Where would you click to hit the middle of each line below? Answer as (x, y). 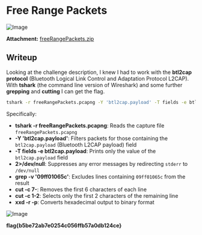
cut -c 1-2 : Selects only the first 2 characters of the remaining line (96, 195)
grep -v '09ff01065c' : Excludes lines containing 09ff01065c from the (100, 176)
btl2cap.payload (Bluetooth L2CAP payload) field (76, 144)
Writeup (22, 58)
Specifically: (22, 114)
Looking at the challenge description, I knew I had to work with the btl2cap (99, 72)
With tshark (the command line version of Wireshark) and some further (94, 85)
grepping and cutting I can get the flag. (56, 91)
